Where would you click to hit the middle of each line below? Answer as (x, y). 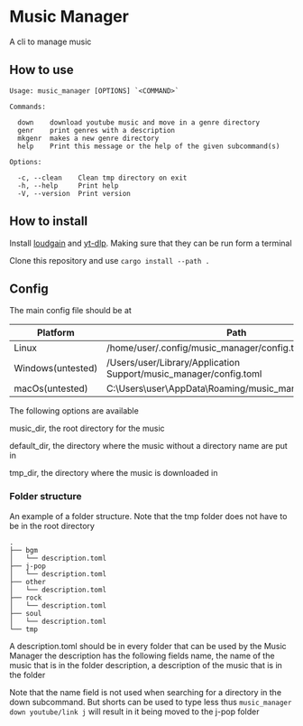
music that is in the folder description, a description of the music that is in (146, 665)
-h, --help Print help (68, 186)
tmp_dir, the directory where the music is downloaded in (114, 473)
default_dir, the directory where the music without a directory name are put (149, 446)
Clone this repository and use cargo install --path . (110, 260)
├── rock (26, 598)
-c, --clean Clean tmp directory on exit (102, 178)
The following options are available (74, 411)
